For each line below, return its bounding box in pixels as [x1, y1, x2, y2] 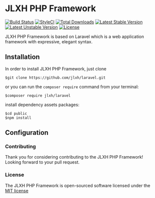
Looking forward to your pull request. [5, 159, 80, 165]
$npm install [5, 115, 32, 120]
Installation [5, 53, 40, 61]
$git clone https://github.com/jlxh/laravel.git [5, 75, 106, 80]
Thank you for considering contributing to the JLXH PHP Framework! [5, 154, 143, 160]
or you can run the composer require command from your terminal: [5, 84, 139, 90]
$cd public [5, 111, 27, 116]
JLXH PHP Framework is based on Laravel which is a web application [5, 34, 144, 39]
